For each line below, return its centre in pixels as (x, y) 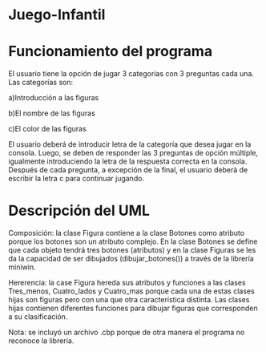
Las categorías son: (41, 83)
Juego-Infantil (57, 15)
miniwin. (22, 267)
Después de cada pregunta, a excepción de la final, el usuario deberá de (128, 170)
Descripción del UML (79, 211)
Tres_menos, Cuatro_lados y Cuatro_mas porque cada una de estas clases (131, 291)
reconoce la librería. (41, 341)
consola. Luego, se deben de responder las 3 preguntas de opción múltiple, (133, 153)
